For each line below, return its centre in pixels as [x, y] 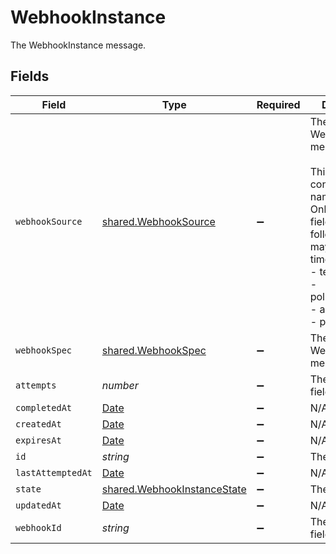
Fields [30, 76]
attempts [36, 385]
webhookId [38, 527]
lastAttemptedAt [54, 472]
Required [278, 104]
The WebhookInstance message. [78, 45]
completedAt [44, 407]
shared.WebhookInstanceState [174, 489]
